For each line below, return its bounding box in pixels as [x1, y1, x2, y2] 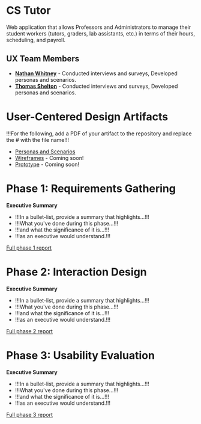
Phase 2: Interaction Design [6, 265, 147, 278]
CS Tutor [6, 4, 51, 17]
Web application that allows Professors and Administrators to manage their [6, 23, 191, 31]
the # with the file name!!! [6, 136, 70, 143]
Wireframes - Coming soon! [14, 154, 84, 161]
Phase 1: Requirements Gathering [6, 182, 176, 195]
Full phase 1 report [6, 244, 52, 251]
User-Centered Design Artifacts [6, 109, 169, 123]
